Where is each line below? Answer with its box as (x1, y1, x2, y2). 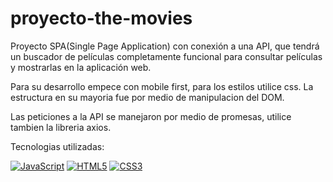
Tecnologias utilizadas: (10, 140, 105, 152)
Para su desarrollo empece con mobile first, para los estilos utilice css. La (10, 80, 314, 92)
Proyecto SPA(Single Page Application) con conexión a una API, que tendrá (10, 40, 320, 52)
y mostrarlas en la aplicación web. (10, 61, 152, 73)
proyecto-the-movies (10, 7, 193, 30)
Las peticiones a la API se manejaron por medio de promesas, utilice (10, 110, 292, 122)
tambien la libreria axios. (10, 121, 112, 133)
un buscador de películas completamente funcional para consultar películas (10, 50, 323, 62)
